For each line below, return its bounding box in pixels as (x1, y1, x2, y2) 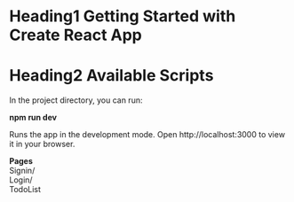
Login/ (9, 175, 33, 185)
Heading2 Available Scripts (9, 66, 214, 86)
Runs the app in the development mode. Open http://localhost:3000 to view (9, 129, 286, 140)
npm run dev (9, 113, 58, 123)
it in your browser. (9, 139, 75, 150)
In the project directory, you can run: (9, 95, 143, 105)
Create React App (9, 25, 142, 45)
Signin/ (9, 166, 36, 176)
